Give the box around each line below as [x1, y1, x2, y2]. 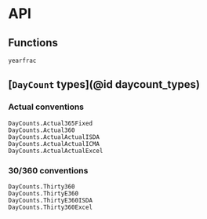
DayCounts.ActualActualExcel [8, 147, 103, 155]
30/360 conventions [8, 165, 89, 176]
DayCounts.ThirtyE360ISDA [8, 196, 93, 204]
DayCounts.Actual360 [8, 126, 76, 134]
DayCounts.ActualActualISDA [8, 133, 100, 141]
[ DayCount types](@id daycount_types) [8, 78, 200, 91]
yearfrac [8, 57, 37, 64]
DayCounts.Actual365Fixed [8, 119, 93, 127]
